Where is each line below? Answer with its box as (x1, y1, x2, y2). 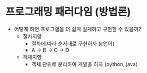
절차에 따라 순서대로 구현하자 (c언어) (31, 40, 115, 47)
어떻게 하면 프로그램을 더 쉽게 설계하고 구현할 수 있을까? (13, 25, 141, 32)
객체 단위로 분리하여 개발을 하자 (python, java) (31, 60, 138, 67)
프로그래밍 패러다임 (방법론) (5, 5, 131, 19)
